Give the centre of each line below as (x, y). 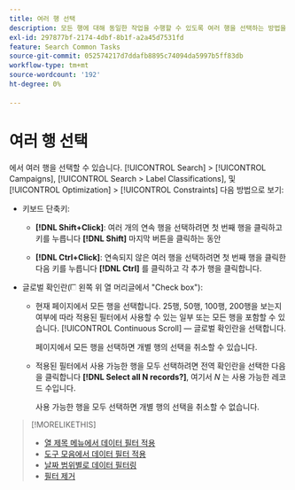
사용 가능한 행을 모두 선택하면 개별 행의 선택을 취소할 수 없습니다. (147, 407)
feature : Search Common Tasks (65, 47)
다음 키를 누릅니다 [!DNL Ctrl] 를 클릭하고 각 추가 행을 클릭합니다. (148, 268)
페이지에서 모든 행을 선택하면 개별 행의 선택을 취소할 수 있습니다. (146, 346)
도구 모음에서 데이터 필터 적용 (95, 454)
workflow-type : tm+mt (49, 66)
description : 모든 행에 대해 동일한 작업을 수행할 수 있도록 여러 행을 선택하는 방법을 (148, 28)
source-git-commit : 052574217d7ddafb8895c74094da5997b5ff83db (126, 56)
